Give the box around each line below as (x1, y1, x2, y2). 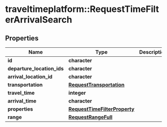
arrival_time (7, 98, 37, 104)
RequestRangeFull (68, 114, 113, 121)
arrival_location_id (7, 73, 53, 80)
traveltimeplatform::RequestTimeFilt (5, 3, 159, 15)
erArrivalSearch (5, 14, 73, 25)
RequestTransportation (68, 81, 125, 88)
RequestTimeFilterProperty (68, 106, 135, 113)
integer (68, 90, 86, 96)
